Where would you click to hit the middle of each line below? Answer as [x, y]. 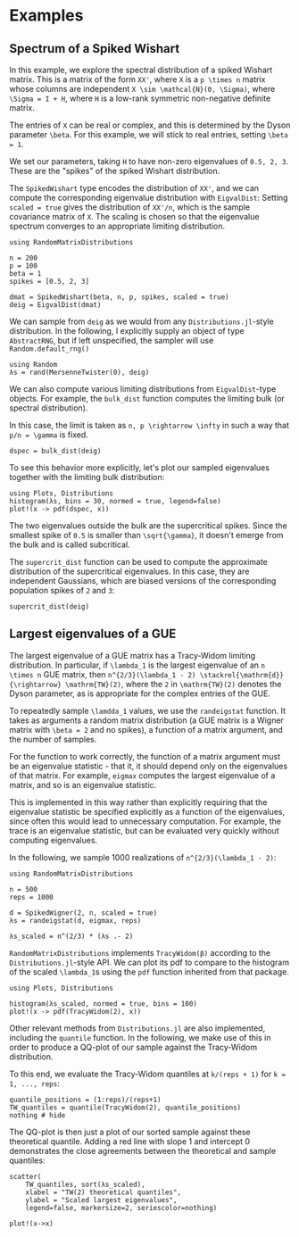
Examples [46, 16]
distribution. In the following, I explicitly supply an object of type [127, 331]
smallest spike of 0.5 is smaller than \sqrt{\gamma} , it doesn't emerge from [146, 535]
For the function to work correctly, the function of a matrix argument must [145, 756]
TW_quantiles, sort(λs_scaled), [85, 1184]
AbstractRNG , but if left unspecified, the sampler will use [112, 340]
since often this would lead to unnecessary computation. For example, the [145, 821]
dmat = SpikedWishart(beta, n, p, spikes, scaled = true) [119, 297]
